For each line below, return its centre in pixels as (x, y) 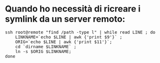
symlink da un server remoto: (65, 19)
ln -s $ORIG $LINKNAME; (43, 51)
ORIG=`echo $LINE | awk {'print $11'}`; (64, 42)
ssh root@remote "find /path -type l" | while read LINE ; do (80, 32)
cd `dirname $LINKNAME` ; (46, 46)
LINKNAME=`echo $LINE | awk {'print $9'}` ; (69, 37)
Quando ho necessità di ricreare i (73, 9)
